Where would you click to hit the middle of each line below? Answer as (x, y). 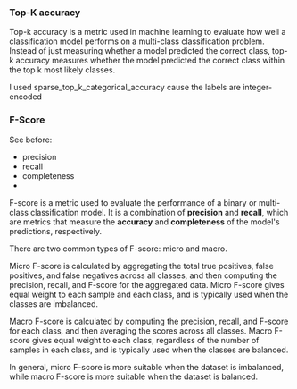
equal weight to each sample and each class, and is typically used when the (149, 294)
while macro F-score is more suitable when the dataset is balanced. (134, 376)
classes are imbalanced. (54, 304)
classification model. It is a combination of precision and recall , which (159, 212)
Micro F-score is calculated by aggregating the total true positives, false (141, 266)
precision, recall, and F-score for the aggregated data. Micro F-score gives (147, 284)
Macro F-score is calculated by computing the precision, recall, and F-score (149, 321)
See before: (31, 140)
